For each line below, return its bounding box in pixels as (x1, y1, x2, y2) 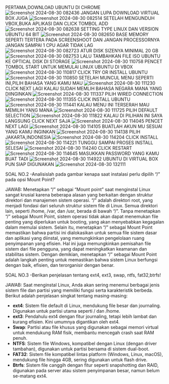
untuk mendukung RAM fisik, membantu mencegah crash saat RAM (12, 330, 154, 336)
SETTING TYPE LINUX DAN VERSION (80, 26, 159, 32)
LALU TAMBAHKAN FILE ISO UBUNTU (80, 53, 161, 59)
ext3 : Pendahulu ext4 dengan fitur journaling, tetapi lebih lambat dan (12, 313, 157, 319)
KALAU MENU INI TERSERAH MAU (77, 102, 150, 107)
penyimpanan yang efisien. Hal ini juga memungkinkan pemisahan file (5, 240, 151, 246)
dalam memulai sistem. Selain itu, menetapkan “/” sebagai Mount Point (5, 224, 153, 230)
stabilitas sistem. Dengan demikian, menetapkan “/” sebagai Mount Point (5, 252, 157, 257)
